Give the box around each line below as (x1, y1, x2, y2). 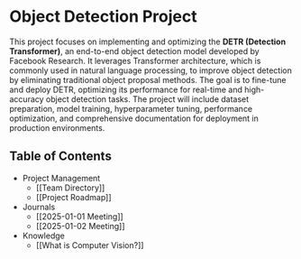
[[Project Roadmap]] (35, 191, 112, 202)
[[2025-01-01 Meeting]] (35, 210, 123, 222)
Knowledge (22, 230, 65, 241)
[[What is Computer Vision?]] (35, 239, 144, 250)
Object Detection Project (9, 6, 197, 27)
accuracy (9, 93, 44, 105)
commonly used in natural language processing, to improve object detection (9, 65, 293, 76)
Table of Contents (9, 149, 113, 164)
